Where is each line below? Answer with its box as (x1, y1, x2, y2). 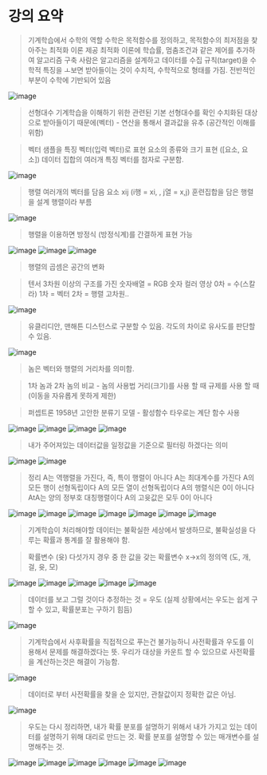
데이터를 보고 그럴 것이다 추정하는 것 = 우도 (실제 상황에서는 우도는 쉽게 (27, 594, 249, 604)
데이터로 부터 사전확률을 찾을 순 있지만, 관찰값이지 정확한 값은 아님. (27, 689, 237, 699)
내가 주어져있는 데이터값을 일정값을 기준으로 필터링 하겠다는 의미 (27, 440, 229, 450)
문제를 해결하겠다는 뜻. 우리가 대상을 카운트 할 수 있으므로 (49, 646, 228, 656)
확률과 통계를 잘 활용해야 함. (42, 535, 130, 544)
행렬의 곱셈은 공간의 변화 (27, 261, 105, 272)
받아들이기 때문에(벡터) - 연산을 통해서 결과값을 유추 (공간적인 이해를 (42, 117, 257, 127)
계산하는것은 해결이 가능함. (36, 657, 120, 666)
